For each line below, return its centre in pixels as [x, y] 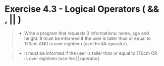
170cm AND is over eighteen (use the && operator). [76, 43]
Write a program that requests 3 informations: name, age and [86, 33]
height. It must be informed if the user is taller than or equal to [87, 38]
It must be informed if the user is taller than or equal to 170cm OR [90, 53]
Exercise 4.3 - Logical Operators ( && [82, 9]
